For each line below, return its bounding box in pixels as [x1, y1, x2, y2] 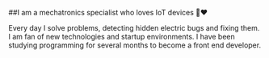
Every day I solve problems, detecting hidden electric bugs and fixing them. [8, 23, 260, 32]
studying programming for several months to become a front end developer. [8, 40, 261, 50]
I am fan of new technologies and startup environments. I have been [8, 32, 236, 41]
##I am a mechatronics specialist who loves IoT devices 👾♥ [8, 8, 208, 17]
